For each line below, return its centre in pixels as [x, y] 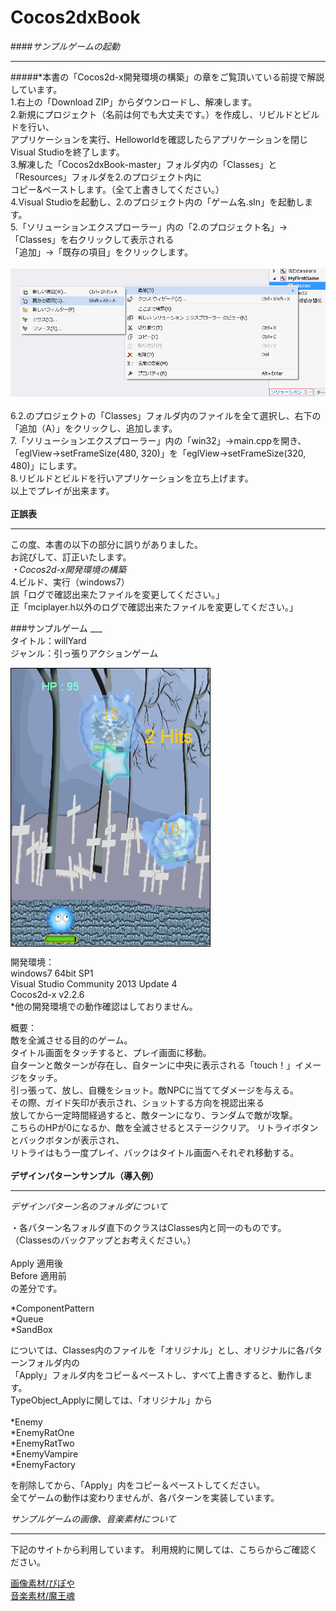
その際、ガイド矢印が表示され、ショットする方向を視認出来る [137, 1102]
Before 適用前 [38, 1275]
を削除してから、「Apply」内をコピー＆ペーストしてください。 [138, 1485]
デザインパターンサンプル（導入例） [84, 1175]
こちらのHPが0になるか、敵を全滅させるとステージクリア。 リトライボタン [164, 1127]
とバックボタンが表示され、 [67, 1140]
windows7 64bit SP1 [52, 973]
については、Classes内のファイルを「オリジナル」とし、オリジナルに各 [158, 1350]
